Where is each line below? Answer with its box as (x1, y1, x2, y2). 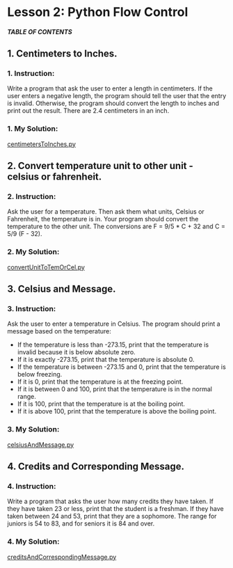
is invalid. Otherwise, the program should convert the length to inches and (7, 99, 220, 108)
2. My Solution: (7, 247, 60, 257)
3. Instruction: (7, 304, 56, 314)
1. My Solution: (7, 124, 58, 134)
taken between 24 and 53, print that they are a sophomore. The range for (7, 512, 217, 521)
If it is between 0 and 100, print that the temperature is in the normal (17, 385, 212, 393)
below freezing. (17, 370, 63, 379)
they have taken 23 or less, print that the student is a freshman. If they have (7, 505, 224, 513)
